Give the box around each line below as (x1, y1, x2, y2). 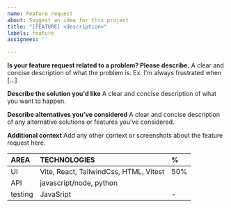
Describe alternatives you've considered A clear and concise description (7, 111, 221, 119)
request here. (7, 138, 46, 147)
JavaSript (40, 189, 72, 199)
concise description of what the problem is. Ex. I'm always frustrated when (7, 69, 222, 77)
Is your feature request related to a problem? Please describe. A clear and (7, 61, 224, 70)
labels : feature (7, 29, 54, 37)
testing (10, 189, 33, 199)
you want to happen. (7, 97, 66, 105)
